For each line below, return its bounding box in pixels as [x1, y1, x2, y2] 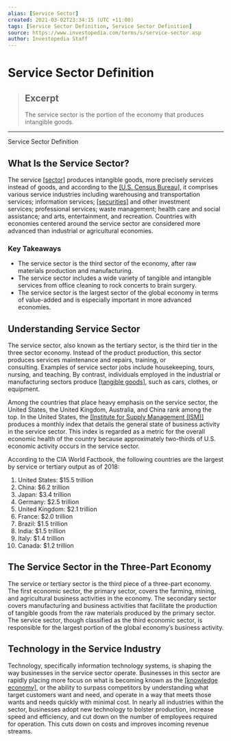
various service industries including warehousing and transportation [8, 190, 201, 198]
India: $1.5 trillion [17, 527, 66, 535]
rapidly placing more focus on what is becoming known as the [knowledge [8, 676, 218, 684]
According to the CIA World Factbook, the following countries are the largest [8, 456, 223, 464]
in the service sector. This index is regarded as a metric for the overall [8, 427, 205, 436]
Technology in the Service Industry [8, 643, 162, 655]
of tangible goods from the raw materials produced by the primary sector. [8, 609, 216, 617]
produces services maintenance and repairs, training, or [8, 356, 167, 364]
